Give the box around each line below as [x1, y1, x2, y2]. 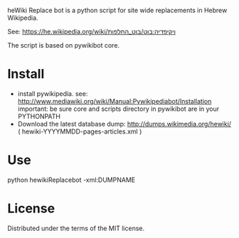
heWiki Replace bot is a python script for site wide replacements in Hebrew [7, 6, 228, 14]
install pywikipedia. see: [17, 89, 88, 98]
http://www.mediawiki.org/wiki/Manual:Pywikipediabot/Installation [17, 97, 212, 105]
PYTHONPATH [17, 112, 61, 120]
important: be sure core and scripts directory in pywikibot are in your [17, 104, 220, 113]
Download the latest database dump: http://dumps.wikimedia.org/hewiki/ [17, 119, 232, 128]
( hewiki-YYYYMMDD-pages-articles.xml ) [17, 127, 142, 136]
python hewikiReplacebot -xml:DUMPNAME [7, 175, 136, 184]
